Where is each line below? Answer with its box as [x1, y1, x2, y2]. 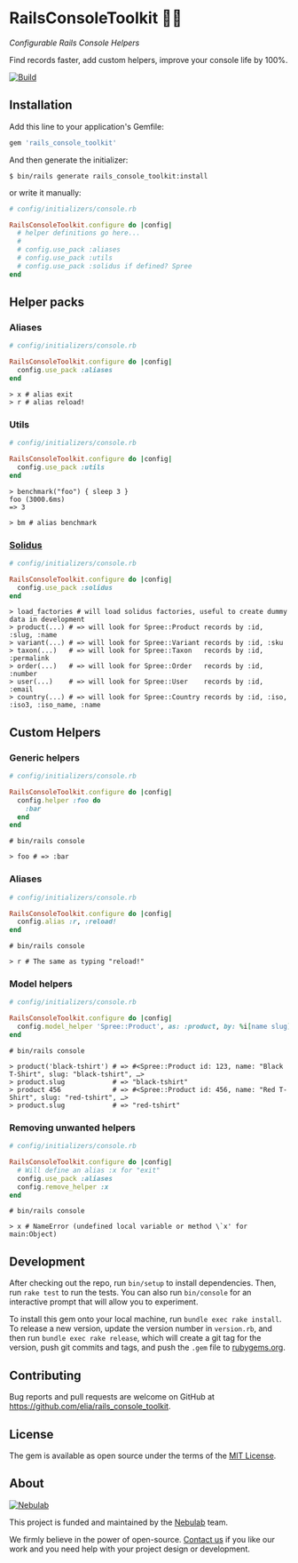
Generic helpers [9, 751, 80, 763]
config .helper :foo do [17, 795, 101, 805]
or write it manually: [9, 187, 82, 198]
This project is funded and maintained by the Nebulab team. [9, 1517, 229, 1527]
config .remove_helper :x [17, 1182, 109, 1192]
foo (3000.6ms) [9, 495, 66, 504]
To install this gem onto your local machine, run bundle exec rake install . [9, 1314, 282, 1325]
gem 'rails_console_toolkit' [9, 138, 117, 148]
